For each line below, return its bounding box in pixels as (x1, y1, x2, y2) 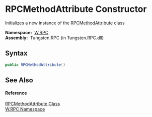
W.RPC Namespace (5, 106, 45, 112)
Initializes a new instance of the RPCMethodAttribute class (5, 20, 125, 26)
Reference (5, 90, 27, 96)
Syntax (5, 49, 28, 58)
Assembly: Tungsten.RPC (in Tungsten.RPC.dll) (5, 35, 104, 41)
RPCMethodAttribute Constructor (5, 3, 147, 15)
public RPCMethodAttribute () (5, 62, 66, 67)
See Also (5, 76, 33, 85)
